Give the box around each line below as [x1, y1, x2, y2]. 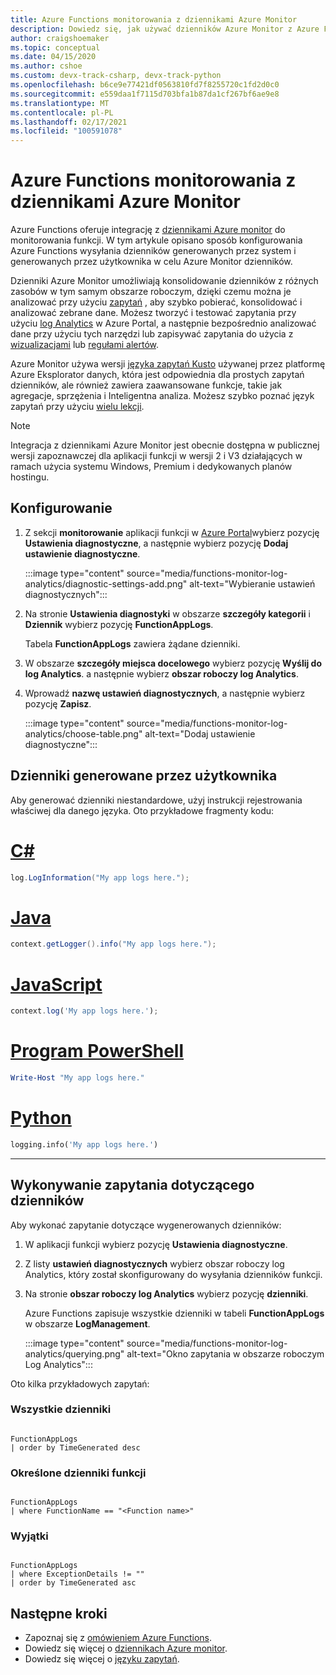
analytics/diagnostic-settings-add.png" [24, 577, 188, 590]
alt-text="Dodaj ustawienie [144, 727, 256, 740]
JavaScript [10, 973, 103, 996]
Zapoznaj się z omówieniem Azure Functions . [24, 1632, 213, 1644]
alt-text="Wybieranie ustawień [189, 577, 316, 590]
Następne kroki [10, 1605, 108, 1622]
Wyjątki [10, 1529, 49, 1543]
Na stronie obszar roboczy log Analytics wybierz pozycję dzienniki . [24, 1287, 309, 1300]
